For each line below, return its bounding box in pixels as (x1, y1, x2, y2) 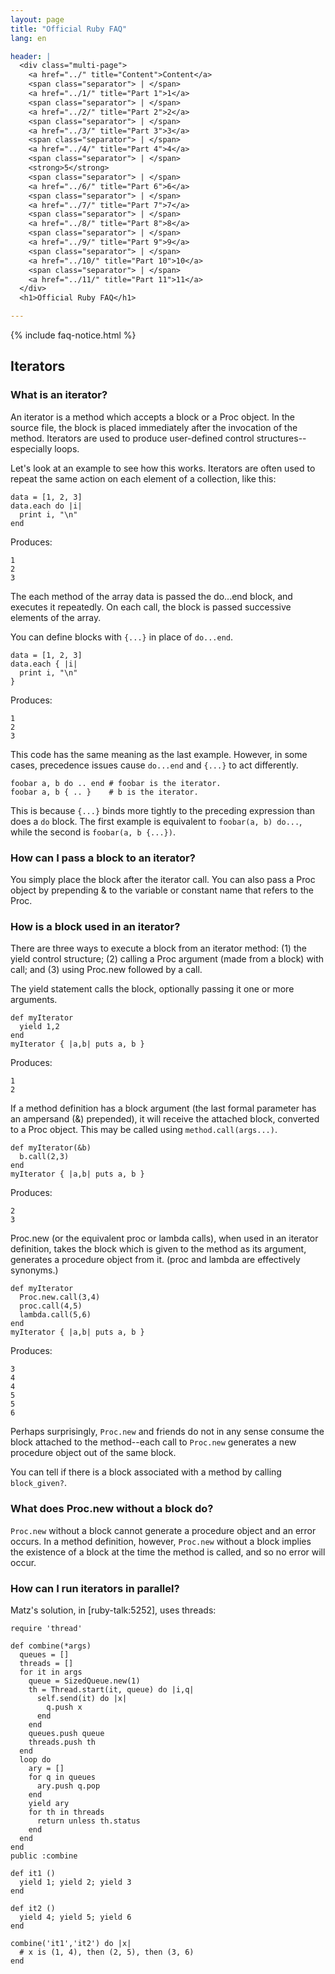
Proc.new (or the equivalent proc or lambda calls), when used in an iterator (10, 1232, 319, 1245)
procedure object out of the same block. (10, 1447, 177, 1459)
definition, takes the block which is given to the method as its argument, (10, 1243, 307, 1255)
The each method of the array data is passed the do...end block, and (10, 590, 293, 602)
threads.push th (28, 1737, 97, 1747)
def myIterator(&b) (10, 1143, 92, 1153)
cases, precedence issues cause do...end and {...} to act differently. (10, 759, 299, 771)
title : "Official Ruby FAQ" (10, 24, 128, 34)
